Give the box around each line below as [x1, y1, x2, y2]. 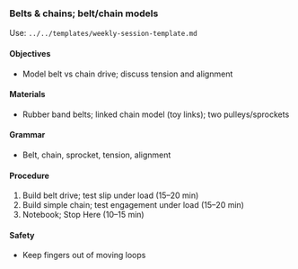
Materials [9, 89, 46, 100]
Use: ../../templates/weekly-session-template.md [9, 28, 197, 39]
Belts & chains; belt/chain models [9, 7, 159, 20]
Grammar [9, 130, 46, 140]
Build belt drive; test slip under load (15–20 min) [22, 190, 199, 201]
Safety [9, 229, 35, 240]
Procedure [9, 170, 49, 181]
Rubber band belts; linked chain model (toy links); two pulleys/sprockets [22, 109, 290, 120]
